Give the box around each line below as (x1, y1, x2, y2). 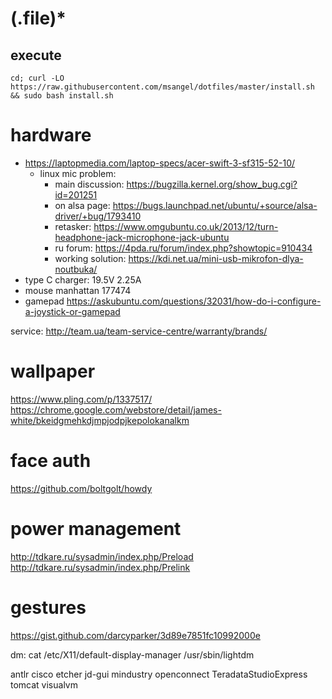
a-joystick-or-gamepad (24, 305, 121, 317)
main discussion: (54, 178, 125, 190)
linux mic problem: (39, 167, 117, 179)
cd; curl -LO (10, 73, 65, 83)
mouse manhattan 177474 (24, 284, 132, 296)
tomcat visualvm (10, 678, 78, 691)
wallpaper (10, 360, 96, 383)
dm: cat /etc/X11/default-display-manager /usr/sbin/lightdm (10, 648, 255, 661)
